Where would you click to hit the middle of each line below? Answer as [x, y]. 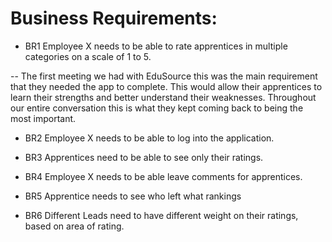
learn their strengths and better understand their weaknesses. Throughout [163, 97]
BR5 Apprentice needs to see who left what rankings [133, 196]
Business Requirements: [114, 18]
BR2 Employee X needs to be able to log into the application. [149, 138]
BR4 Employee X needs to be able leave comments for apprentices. [163, 176]
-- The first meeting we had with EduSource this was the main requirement [164, 76]
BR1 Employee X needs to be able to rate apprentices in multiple [156, 46]
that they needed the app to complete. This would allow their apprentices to [166, 86]
